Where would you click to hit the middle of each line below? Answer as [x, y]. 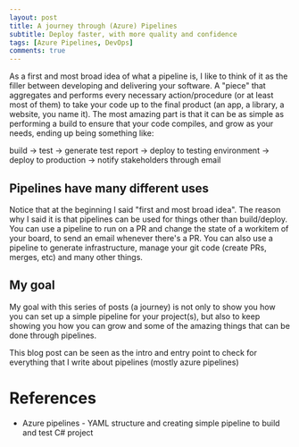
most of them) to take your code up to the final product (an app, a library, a [147, 105]
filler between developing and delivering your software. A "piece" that [137, 86]
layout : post [33, 17]
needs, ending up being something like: [82, 133]
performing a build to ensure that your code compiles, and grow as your [141, 124]
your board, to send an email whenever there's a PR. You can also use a [141, 238]
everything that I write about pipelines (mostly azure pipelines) [124, 362]
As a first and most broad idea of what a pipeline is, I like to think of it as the [149, 76]
